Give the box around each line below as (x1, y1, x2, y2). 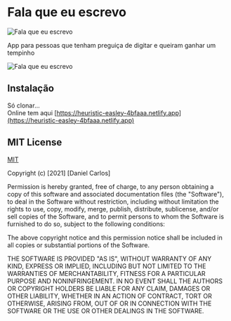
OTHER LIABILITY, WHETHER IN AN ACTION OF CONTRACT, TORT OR (7, 291, 212, 300)
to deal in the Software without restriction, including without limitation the (7, 197, 219, 206)
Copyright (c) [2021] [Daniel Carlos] (7, 169, 111, 177)
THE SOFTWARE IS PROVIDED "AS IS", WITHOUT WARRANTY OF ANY (7, 254, 212, 263)
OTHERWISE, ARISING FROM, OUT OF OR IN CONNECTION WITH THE (7, 299, 212, 308)
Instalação (7, 82, 55, 95)
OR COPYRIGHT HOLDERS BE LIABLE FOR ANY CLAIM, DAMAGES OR (7, 284, 211, 292)
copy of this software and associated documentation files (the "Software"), (7, 190, 225, 198)
